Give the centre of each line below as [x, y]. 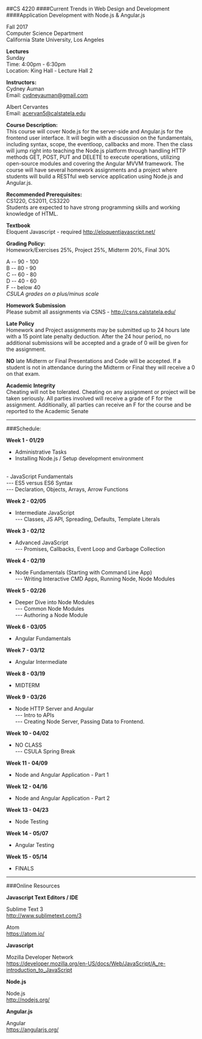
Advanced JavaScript [41, 542]
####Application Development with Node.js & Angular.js [76, 15]
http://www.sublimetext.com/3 [44, 915]
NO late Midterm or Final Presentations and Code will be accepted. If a [94, 361]
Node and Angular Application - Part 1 [62, 775]
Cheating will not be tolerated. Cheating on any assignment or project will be [101, 392]
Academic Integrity [31, 385]
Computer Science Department [45, 33]
